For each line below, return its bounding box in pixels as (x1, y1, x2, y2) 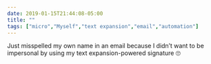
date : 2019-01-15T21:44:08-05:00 (7, 10, 103, 17)
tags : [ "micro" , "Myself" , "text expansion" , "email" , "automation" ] (7, 23, 199, 30)
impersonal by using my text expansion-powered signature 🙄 (7, 49, 181, 57)
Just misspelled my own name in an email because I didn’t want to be (7, 42, 205, 50)
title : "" (7, 17, 36, 23)
